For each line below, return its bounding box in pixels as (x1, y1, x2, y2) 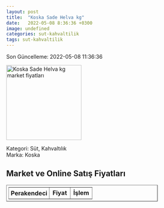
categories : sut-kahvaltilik (6, 31, 79, 37)
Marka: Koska (6, 151, 40, 158)
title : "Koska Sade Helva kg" (6, 14, 85, 20)
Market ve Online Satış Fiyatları (6, 168, 126, 179)
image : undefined (6, 25, 50, 32)
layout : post (6, 8, 39, 15)
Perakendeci (11, 189, 48, 197)
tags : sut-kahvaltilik (6, 37, 63, 43)
